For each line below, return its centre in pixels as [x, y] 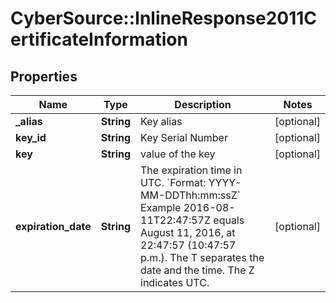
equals [229, 220]
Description [203, 104]
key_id [31, 137]
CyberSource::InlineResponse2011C [164, 18]
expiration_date [53, 226]
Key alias [161, 121]
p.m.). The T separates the [202, 257]
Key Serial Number [184, 137]
